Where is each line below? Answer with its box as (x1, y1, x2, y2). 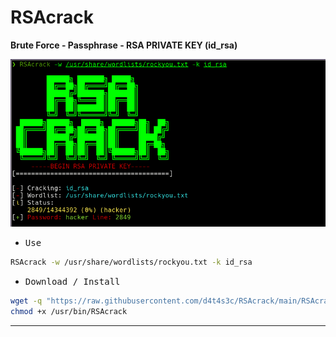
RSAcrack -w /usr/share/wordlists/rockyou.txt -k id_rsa (10, 257, 253, 267)
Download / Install (24, 276, 121, 287)
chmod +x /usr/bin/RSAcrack (10, 306, 128, 316)
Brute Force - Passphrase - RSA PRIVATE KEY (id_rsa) (10, 39, 238, 51)
